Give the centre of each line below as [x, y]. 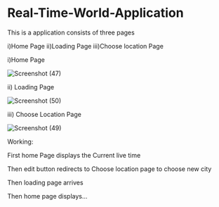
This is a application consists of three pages [71, 32]
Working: [20, 142]
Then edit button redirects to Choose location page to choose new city [109, 169]
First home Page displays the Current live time [74, 155]
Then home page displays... [47, 196]
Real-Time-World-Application [95, 13]
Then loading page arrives [45, 182]
